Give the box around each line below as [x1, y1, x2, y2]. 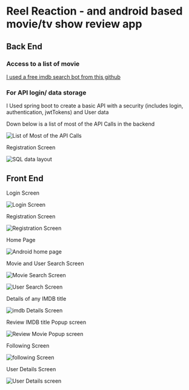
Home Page [6, 236, 36, 243]
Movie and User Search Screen [6, 260, 84, 267]
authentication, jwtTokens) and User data [6, 109, 109, 116]
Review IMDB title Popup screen [6, 318, 87, 326]
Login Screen [6, 189, 40, 197]
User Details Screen [6, 365, 56, 372]
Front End [6, 173, 44, 183]
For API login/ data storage [6, 88, 87, 96]
